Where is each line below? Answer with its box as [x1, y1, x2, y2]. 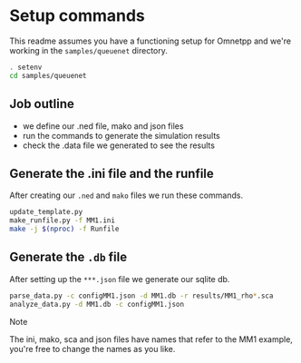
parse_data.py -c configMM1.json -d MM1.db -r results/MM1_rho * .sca [9, 291, 274, 300]
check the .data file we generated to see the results [22, 140, 216, 151]
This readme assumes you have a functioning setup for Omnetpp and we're [9, 35, 292, 46]
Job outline [9, 96, 75, 112]
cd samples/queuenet [9, 71, 88, 80]
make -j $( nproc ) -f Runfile [9, 224, 120, 234]
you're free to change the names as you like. [9, 343, 176, 354]
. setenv [9, 63, 43, 72]
